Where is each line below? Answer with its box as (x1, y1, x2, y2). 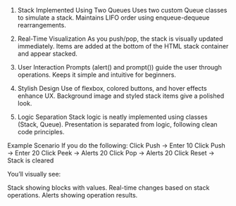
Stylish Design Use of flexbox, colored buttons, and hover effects (17, 84, 207, 92)
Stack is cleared (7, 156, 54, 165)
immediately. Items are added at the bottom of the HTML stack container (17, 42, 229, 50)
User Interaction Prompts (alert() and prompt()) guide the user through (17, 63, 222, 71)
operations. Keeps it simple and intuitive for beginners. (17, 70, 176, 79)
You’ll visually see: (7, 170, 61, 178)
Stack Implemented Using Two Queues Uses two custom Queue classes (17, 6, 228, 14)
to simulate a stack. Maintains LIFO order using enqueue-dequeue (17, 13, 210, 22)
